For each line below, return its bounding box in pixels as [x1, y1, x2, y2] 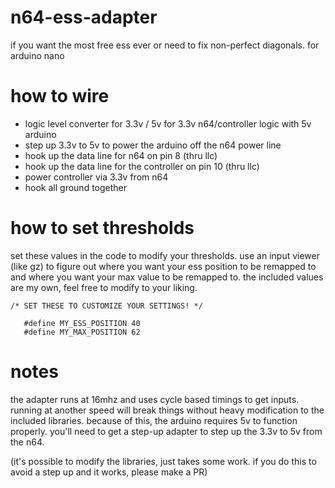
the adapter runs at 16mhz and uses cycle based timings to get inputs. [10, 393, 300, 405]
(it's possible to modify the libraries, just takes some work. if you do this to [10, 455, 317, 467]
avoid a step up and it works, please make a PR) [10, 466, 208, 478]
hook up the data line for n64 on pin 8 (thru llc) [24, 149, 218, 161]
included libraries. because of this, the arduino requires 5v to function [10, 414, 298, 426]
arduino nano [10, 49, 65, 61]
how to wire [10, 85, 110, 108]
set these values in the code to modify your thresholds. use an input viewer [10, 249, 320, 261]
